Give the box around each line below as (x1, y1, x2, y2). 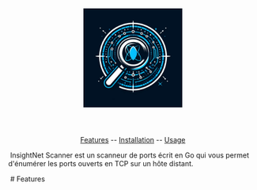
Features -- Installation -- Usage (80, 135, 186, 144)
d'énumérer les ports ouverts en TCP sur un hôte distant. (8, 158, 194, 168)
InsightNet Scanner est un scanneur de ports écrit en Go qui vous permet (9, 150, 249, 160)
